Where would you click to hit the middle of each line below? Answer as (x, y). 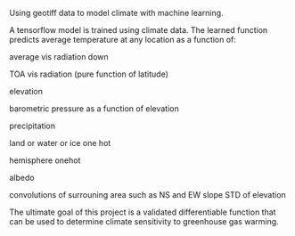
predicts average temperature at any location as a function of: (123, 40)
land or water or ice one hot (60, 143)
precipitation (33, 126)
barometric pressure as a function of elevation (94, 109)
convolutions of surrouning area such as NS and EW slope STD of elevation (148, 195)
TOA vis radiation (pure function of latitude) (89, 74)
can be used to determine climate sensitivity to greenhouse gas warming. (144, 221)
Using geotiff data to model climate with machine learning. (117, 13)
